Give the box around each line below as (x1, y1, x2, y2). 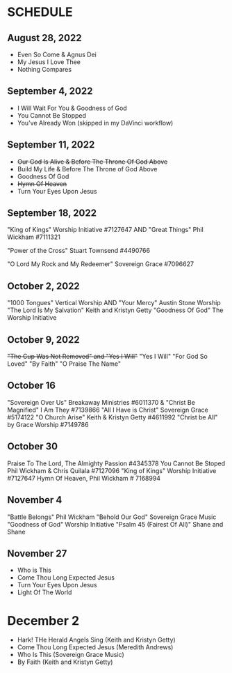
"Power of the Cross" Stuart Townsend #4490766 (7, 247, 151, 255)
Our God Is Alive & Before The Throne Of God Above (17, 157, 168, 166)
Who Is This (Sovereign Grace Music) (17, 651, 125, 659)
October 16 (7, 380, 56, 392)
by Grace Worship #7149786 (7, 420, 89, 428)
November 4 (7, 494, 63, 506)
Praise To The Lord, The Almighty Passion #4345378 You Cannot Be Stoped (7, 459, 226, 467)
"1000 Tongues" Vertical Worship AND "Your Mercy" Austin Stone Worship (7, 299, 221, 307)
